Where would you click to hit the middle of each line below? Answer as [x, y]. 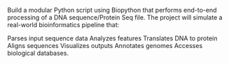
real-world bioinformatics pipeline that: [63, 25]
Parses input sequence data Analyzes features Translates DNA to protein [112, 38]
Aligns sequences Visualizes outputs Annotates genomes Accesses [105, 46]
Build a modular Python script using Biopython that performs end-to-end [112, 10]
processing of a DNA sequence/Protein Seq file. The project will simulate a [115, 17]
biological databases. [38, 53]
